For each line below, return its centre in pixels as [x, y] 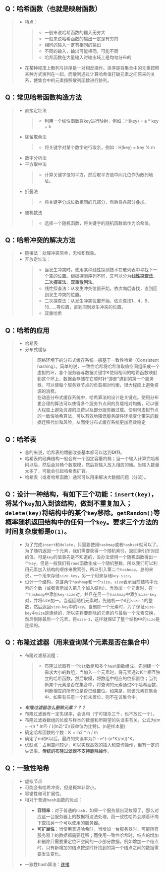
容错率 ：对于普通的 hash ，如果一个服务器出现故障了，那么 [96, 810]
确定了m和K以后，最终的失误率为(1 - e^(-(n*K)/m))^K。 [81, 738]
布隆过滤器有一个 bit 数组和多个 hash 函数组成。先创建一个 [102, 666]
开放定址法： [38, 259]
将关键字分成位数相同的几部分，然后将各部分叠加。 [97, 202]
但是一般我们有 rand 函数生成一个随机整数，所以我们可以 [97, 563]
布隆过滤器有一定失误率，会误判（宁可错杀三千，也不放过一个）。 [91, 713]
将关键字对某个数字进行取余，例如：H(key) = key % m [100, 147]
